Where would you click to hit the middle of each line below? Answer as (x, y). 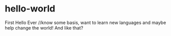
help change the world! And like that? (44, 27)
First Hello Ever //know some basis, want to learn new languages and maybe (85, 22)
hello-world (30, 9)
